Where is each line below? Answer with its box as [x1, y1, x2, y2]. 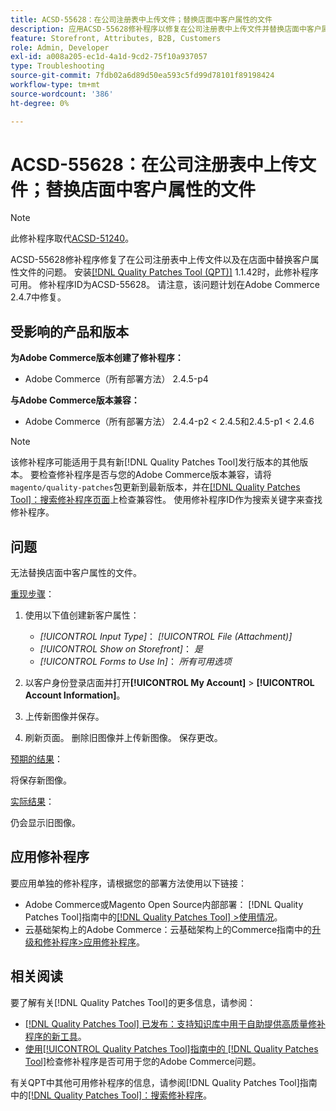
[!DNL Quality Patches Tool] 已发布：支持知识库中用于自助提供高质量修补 [24, 1017, 326, 1030]
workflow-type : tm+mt [10, 80, 101, 90]
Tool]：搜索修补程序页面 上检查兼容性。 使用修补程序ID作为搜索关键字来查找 [10, 494, 323, 506]
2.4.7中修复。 [10, 291, 67, 303]
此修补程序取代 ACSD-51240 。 [10, 232, 135, 245]
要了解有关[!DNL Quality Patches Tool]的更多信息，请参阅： [10, 996, 257, 1008]
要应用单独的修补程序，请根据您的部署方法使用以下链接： [10, 877, 247, 889]
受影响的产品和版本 [10, 323, 129, 340]
